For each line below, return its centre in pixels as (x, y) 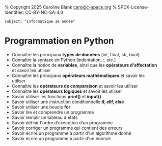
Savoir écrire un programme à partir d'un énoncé (61, 138)
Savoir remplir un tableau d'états (45, 117)
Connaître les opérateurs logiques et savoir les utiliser (67, 91)
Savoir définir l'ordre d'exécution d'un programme (62, 122)
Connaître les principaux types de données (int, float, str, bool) (76, 54)
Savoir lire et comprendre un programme (53, 112)
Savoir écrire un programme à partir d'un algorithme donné (71, 133)
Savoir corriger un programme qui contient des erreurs (67, 128)
